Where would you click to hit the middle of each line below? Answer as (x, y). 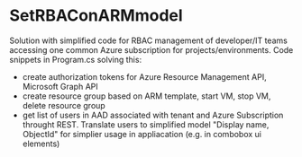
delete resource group (64, 105)
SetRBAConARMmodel (96, 16)
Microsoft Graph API (60, 86)
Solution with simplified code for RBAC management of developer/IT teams (149, 40)
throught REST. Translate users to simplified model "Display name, (146, 124)
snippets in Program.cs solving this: (76, 59)
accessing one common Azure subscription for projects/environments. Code (151, 49)
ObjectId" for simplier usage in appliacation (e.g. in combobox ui (142, 134)
